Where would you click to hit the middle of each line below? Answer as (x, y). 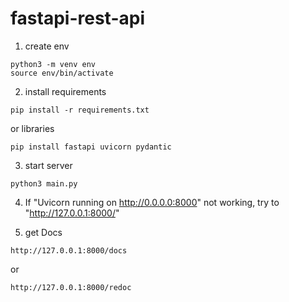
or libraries (32, 128)
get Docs (43, 232)
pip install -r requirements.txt (80, 110)
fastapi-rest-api (77, 18)
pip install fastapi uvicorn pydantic (91, 147)
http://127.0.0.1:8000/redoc (71, 287)
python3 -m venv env (53, 64)
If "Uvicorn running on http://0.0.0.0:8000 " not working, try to (152, 202)
